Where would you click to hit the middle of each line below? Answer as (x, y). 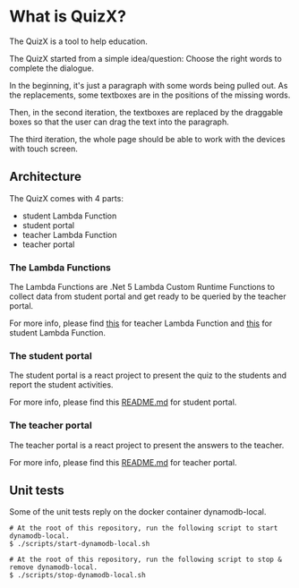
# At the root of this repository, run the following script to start (144, 528)
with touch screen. (44, 149)
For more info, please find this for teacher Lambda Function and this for (141, 323)
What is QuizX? (68, 17)
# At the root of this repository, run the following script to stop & (145, 560)
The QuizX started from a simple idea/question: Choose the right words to (145, 58)
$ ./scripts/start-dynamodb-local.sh (80, 544)
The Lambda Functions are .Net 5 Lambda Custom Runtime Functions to (142, 287)
